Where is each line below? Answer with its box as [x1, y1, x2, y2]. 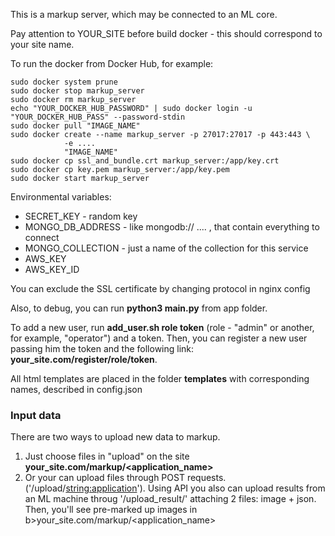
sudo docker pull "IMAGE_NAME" [10, 121, 141, 131]
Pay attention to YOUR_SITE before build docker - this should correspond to [10, 28, 323, 39]
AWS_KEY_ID [24, 264, 80, 275]
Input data [10, 408, 62, 422]
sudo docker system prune [10, 77, 118, 87]
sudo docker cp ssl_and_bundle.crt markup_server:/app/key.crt [10, 156, 280, 166]
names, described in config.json [10, 384, 143, 395]
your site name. [10, 39, 75, 50]
